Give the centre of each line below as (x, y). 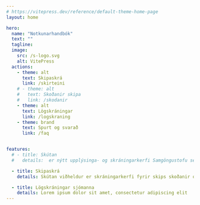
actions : (22, 67)
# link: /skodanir (42, 100)
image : (20, 50)
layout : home (22, 17)
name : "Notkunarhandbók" (42, 33)
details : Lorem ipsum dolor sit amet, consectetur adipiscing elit (102, 193)
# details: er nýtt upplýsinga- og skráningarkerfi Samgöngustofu (99, 160)
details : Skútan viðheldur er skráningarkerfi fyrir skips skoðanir (104, 176)
